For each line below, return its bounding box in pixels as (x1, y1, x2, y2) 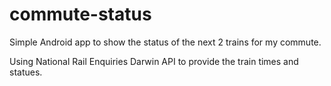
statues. (9, 66, 43, 78)
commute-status (9, 3, 152, 26)
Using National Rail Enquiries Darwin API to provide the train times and (9, 55, 299, 67)
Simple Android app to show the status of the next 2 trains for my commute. (9, 36, 322, 48)
